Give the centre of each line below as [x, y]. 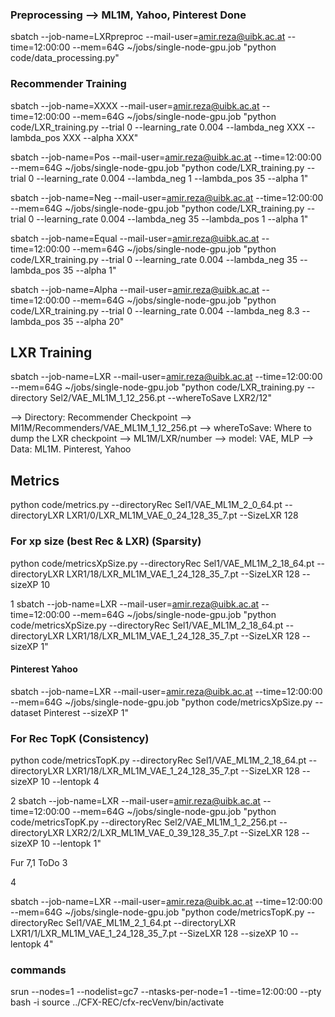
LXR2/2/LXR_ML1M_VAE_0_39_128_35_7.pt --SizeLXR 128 [183, 833]
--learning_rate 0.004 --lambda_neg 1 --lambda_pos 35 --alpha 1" [172, 178]
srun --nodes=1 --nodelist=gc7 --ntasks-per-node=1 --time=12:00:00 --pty [166, 992]
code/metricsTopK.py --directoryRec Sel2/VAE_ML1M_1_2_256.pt [144, 822]
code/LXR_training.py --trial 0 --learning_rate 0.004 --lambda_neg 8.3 [155, 310]
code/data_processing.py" [65, 58]
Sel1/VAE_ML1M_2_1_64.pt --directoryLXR [150, 923]
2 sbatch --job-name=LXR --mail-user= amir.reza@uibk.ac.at [135, 801]
